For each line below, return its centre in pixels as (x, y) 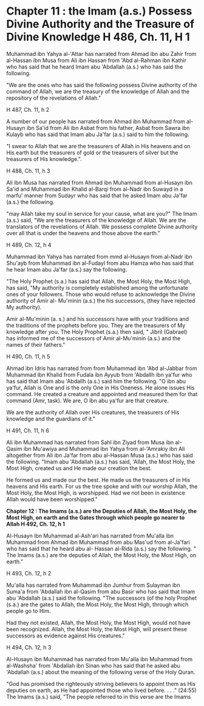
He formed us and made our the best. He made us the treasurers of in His (98, 480)
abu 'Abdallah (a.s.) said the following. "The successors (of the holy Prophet (102, 598)
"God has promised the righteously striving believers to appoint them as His (101, 684)
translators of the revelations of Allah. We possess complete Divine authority (102, 227)
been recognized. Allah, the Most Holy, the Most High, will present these (97, 629)
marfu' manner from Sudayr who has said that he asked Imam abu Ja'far (97, 195)
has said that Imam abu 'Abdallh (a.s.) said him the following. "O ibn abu (96, 381)
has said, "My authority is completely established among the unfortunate (97, 287)
